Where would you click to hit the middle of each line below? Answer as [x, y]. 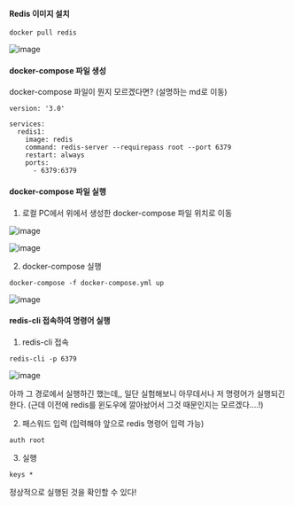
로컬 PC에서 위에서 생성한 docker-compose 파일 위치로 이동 [127, 213]
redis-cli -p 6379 [43, 359]
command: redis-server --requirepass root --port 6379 [128, 148]
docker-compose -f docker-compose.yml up [87, 283]
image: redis [49, 140]
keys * [21, 474]
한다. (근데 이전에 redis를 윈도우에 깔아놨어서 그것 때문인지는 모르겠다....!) [136, 404]
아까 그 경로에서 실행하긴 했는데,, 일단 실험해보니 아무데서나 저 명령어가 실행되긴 [147, 393]
